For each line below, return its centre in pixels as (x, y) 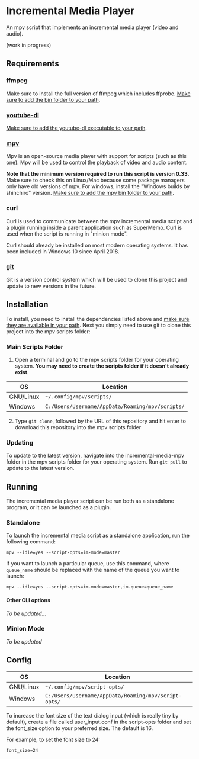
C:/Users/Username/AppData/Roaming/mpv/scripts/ (115, 406)
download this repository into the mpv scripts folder (78, 427)
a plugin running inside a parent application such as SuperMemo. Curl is (94, 227)
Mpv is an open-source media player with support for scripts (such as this (96, 156)
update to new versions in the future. (51, 286)
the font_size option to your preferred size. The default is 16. (79, 728)
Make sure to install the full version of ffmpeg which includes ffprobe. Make (98, 94)
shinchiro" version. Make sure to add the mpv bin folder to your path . (90, 193)
